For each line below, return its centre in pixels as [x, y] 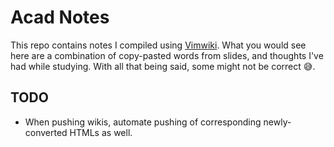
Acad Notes [60, 17]
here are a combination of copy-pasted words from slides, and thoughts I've [167, 55]
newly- [277, 122]
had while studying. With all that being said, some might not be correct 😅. [163, 66]
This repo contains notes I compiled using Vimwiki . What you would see [158, 45]
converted [46, 132]
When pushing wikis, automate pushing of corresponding [143, 122]
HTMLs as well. [101, 132]
